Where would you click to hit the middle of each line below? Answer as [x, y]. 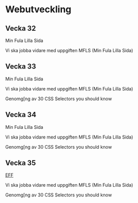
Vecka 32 [21, 28]
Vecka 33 [21, 67]
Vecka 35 [21, 163]
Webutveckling [38, 9]
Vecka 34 [21, 115]
